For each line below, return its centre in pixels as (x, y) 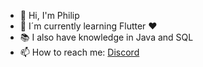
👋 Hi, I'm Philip (49, 15)
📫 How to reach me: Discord (79, 52)
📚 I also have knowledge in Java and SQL (106, 37)
